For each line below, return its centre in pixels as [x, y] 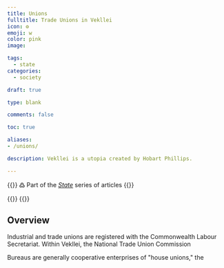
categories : [24, 71]
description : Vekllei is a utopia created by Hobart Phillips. [100, 159]
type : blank [24, 102]
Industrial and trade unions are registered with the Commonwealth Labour [112, 237]
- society [27, 77]
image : [17, 46]
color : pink [24, 39]
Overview [29, 221]
